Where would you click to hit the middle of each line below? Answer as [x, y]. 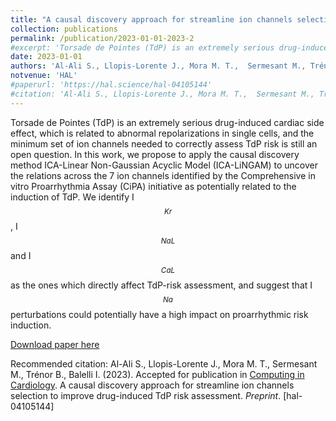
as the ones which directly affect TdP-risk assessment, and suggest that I [161, 285]
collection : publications [64, 29]
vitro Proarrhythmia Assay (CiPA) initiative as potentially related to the [153, 186]
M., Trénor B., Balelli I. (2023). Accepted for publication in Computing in [157, 374]
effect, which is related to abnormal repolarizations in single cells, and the [162, 133]
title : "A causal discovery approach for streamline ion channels [151, 19]
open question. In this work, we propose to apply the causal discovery [155, 154]
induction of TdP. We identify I [72, 197]
